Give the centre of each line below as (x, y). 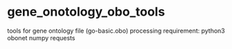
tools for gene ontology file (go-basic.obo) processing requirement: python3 (116, 31)
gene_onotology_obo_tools (86, 12)
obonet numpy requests (41, 37)
